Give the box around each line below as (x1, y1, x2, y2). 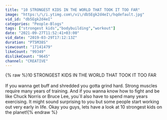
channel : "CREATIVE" (5, 58, 49, 63)
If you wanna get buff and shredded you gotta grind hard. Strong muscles (5, 83, 157, 89)
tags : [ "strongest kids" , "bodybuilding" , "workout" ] (5, 26, 115, 31)
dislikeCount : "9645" (5, 53, 51, 59)
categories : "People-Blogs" (5, 21, 64, 26)
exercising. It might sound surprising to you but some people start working (5, 98, 159, 105)
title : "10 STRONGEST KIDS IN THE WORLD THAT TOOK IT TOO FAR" (5, 7, 140, 12)
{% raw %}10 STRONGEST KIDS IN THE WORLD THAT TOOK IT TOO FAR (5, 72, 156, 78)
